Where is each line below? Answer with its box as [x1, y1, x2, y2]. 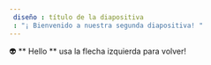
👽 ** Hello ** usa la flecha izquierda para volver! [9, 46, 187, 56]
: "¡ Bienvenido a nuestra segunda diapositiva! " [12, 21, 203, 30]
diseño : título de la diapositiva [12, 12, 144, 22]
